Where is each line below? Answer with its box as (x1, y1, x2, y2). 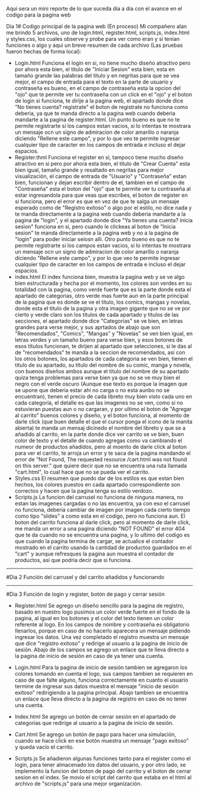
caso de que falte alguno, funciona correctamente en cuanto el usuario (14, 676, 188, 683)
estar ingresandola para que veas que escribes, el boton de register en (14, 192, 188, 198)
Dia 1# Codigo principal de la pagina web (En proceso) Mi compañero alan (6, 23, 187, 30)
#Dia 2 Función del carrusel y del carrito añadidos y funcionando (6, 574, 165, 580)
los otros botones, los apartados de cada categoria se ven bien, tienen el (14, 355, 193, 362)
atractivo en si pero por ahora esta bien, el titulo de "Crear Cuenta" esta (14, 160, 191, 167)
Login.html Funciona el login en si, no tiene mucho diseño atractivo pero (14, 59, 191, 66)
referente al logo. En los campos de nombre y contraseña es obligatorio (14, 621, 190, 628)
